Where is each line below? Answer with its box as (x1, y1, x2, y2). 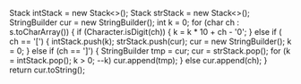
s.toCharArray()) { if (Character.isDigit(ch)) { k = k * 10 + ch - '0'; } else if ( (9, 27, 282, 37)
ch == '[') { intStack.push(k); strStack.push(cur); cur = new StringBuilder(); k (9, 36, 292, 46)
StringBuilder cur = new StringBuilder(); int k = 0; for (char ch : (9, 17, 240, 28)
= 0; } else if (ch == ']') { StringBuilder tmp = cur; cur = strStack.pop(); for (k (9, 46, 291, 56)
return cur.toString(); (9, 64, 85, 75)
